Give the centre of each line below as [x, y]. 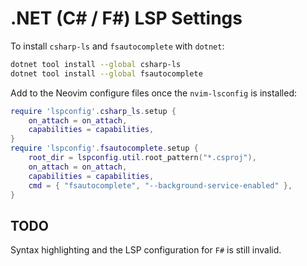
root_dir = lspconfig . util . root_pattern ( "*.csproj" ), [142, 158]
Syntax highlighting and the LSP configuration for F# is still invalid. [146, 250]
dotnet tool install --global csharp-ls [96, 64]
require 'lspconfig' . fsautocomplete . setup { [104, 148]
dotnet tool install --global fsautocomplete [106, 73]
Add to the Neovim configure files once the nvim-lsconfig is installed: [154, 93]
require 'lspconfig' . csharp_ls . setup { [93, 111]
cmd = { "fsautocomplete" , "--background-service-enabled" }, [160, 185]
